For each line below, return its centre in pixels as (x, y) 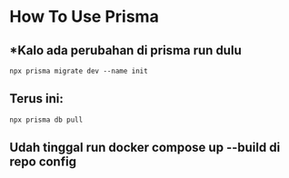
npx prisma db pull (46, 120)
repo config (43, 162)
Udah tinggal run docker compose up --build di (145, 148)
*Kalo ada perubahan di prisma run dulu (126, 50)
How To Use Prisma (84, 17)
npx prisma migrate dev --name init (79, 71)
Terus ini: (36, 99)
